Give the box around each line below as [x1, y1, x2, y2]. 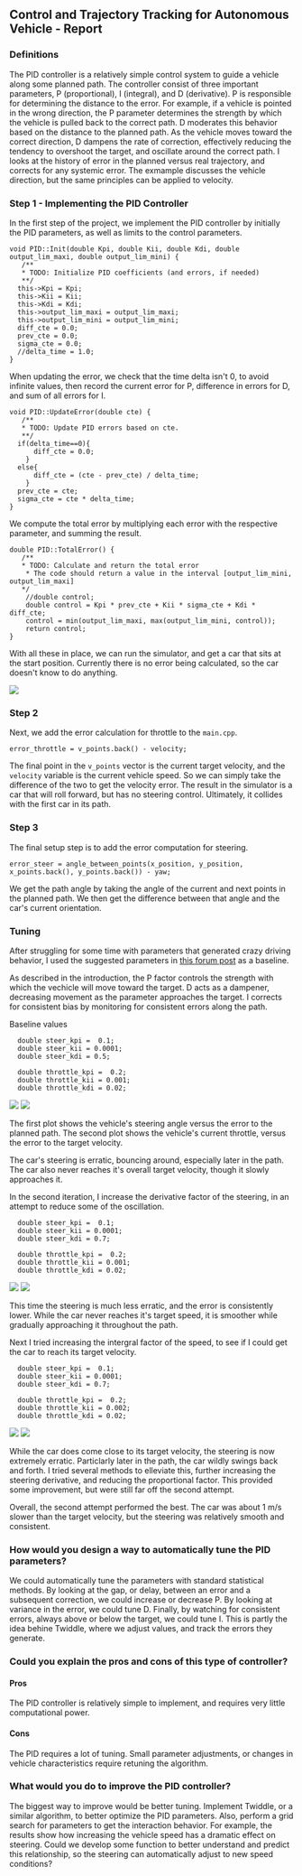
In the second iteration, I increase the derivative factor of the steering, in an [9, 1191, 290, 1202]
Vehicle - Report [9, 22, 103, 37]
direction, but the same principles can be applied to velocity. [9, 174, 234, 185]
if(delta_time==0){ [17, 439, 91, 448]
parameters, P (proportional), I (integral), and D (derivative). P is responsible [9, 88, 291, 98]
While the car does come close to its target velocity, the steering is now [9, 1445, 275, 1456]
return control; [25, 624, 87, 633]
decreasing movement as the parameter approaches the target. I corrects [9, 991, 282, 1002]
